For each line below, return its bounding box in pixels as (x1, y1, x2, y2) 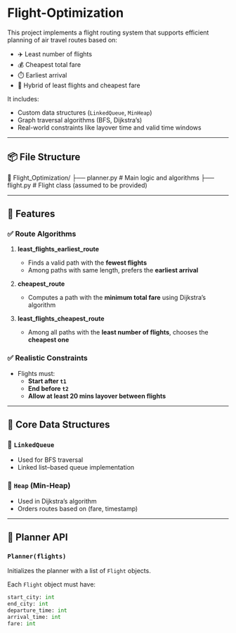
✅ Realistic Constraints (7, 353, 88, 363)
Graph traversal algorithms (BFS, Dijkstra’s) (17, 115, 143, 124)
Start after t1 (27, 377, 67, 385)
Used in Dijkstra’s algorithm (17, 496, 97, 505)
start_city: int (7, 594, 55, 601)
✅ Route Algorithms (7, 229, 77, 239)
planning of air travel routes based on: (7, 35, 118, 44)
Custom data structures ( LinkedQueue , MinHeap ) (17, 108, 152, 117)
